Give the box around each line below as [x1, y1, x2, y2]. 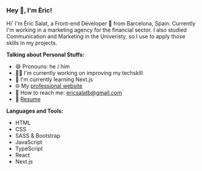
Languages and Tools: [6, 107, 64, 115]
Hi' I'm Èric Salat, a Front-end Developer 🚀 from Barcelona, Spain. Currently [6, 20, 196, 27]
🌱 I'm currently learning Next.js [15, 76, 93, 83]
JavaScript [15, 139, 43, 146]
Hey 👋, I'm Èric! [6, 6, 53, 15]
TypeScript [15, 145, 43, 152]
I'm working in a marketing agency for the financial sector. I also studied [6, 26, 187, 33]
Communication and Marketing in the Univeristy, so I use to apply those [6, 33, 186, 40]
